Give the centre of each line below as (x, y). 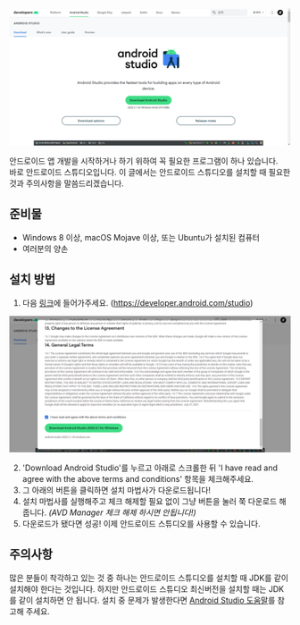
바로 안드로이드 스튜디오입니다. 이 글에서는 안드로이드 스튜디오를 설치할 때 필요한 (150, 173)
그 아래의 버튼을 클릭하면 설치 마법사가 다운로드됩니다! (117, 490)
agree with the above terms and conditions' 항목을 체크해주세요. (138, 478)
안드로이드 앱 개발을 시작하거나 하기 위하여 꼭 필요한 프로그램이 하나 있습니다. (144, 161)
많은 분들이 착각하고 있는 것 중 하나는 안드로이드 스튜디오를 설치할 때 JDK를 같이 (149, 578)
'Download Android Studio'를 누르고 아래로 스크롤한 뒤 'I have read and (150, 468)
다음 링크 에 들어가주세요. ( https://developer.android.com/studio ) (137, 302)
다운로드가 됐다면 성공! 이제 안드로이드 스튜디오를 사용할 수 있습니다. (141, 523)
